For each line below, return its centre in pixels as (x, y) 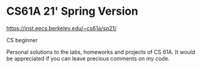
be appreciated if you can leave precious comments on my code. (88, 58)
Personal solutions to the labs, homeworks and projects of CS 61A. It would (101, 52)
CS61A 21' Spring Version (72, 11)
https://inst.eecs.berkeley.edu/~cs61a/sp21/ (62, 28)
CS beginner (22, 40)
